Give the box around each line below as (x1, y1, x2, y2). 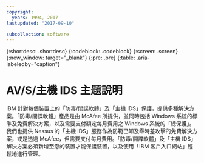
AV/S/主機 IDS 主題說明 (6, 84, 123, 98)
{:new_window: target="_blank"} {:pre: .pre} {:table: (6, 54, 135, 61)
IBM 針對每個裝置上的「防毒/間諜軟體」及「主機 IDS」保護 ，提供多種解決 (6, 105, 189, 112)
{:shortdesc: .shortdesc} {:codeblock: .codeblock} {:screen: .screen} (6, 48, 178, 55)
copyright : (6, 8, 34, 15)
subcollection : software (6, 31, 69, 37)
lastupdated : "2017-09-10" (6, 20, 75, 26)
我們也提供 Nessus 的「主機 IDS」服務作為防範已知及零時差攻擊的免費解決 (6, 128, 192, 135)
